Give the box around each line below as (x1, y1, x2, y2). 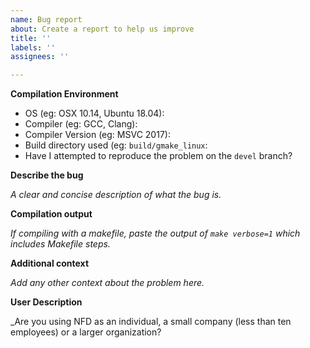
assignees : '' (10, 52, 70, 62)
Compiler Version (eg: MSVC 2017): (24, 129, 171, 141)
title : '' (10, 33, 52, 43)
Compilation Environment (10, 88, 119, 100)
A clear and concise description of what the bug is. (10, 189, 222, 201)
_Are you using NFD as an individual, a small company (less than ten (10, 316, 292, 328)
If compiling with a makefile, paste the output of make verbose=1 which (10, 227, 301, 240)
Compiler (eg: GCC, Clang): (24, 118, 138, 130)
